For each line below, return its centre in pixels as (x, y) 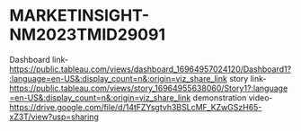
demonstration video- (233, 97)
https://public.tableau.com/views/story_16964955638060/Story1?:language (149, 88)
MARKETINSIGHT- (80, 16)
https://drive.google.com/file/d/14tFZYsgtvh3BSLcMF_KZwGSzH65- (136, 107)
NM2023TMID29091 (88, 35)
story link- (248, 78)
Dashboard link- (39, 59)
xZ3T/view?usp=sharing (54, 117)
